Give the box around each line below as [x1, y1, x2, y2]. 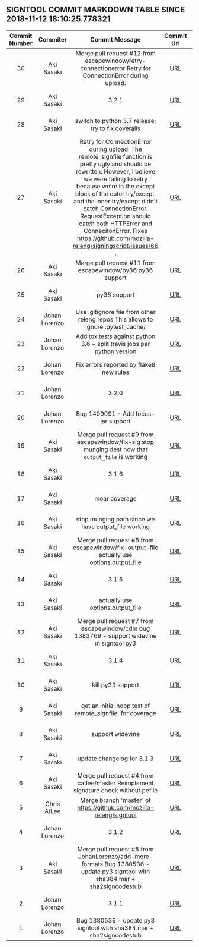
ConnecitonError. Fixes [84, 226, 148, 235]
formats [81, 860, 104, 868]
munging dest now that [84, 445, 148, 454]
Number [9, 39, 33, 47]
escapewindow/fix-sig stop [76, 438, 155, 446]
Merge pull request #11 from [75, 259, 156, 267]
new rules [101, 368, 129, 376]
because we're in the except [76, 182, 155, 190]
